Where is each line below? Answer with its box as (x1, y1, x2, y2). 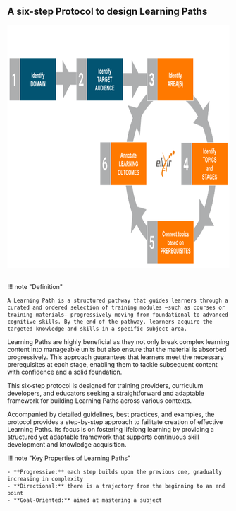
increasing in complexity (7, 475, 83, 483)
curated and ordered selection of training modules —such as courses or (7, 304, 225, 311)
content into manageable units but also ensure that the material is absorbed (7, 345, 227, 353)
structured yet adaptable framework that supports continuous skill (7, 433, 199, 441)
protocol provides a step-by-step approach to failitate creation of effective (7, 417, 223, 426)
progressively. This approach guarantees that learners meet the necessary (7, 353, 224, 361)
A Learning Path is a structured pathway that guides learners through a (7, 297, 229, 304)
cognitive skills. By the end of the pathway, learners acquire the (7, 318, 213, 325)
